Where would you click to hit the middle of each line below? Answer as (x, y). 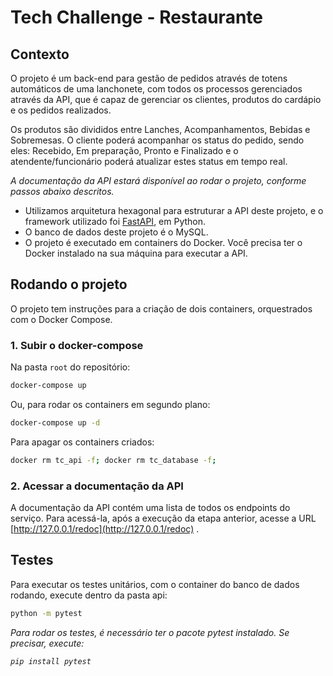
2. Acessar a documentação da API (97, 486)
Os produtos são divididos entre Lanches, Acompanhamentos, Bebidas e (160, 129)
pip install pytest (51, 661)
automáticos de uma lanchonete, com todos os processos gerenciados (156, 89)
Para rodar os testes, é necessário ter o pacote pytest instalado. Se (150, 632)
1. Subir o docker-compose (77, 345)
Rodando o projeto (69, 284)
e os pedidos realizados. (61, 110)
